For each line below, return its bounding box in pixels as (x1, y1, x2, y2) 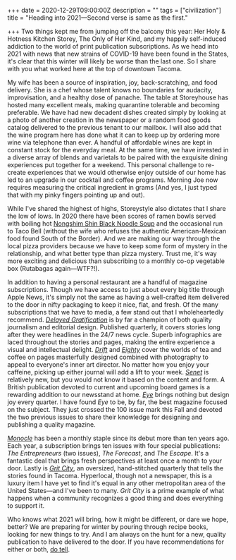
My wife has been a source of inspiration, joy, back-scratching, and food (7, 78, 218, 87)
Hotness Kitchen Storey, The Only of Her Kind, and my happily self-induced (7, 35, 227, 43)
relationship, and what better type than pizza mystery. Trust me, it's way (7, 250, 217, 257)
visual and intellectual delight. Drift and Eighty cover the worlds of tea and (7, 346, 222, 353)
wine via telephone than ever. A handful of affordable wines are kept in (7, 138, 213, 147)
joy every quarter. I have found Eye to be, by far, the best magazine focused (7, 398, 228, 406)
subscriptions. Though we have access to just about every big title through (7, 286, 225, 293)
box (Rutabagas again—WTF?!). (7, 264, 100, 272)
